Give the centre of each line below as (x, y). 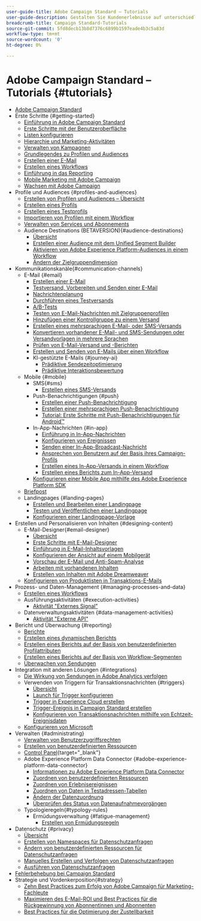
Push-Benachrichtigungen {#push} (76, 395)
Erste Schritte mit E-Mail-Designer (75, 542)
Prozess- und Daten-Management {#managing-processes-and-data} (100, 587)
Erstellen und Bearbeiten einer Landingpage (87, 504)
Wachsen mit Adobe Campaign (62, 186)
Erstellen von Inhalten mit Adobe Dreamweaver (91, 574)
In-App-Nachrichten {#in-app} (70, 428)
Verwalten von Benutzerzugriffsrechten (72, 739)
